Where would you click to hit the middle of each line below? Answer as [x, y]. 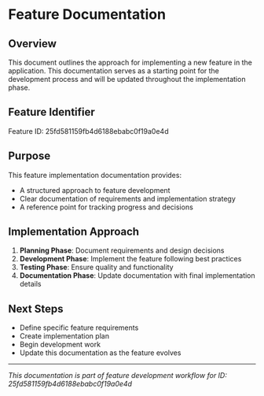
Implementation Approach [74, 232]
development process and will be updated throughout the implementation [127, 79]
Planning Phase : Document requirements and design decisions [122, 250]
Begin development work [60, 345]
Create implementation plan [64, 336]
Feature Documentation [87, 15]
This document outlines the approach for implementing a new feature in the [130, 62]
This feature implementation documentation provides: [95, 175]
